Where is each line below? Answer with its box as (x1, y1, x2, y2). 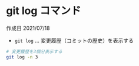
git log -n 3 (6, 54, 38, 60)
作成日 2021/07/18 (6, 25, 50, 32)
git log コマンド (6, 4, 81, 18)
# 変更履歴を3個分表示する (6, 48, 63, 54)
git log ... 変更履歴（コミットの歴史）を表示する (14, 37, 134, 44)
